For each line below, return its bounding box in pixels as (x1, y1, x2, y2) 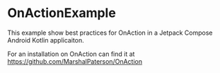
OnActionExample (7, 5, 117, 21)
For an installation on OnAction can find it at (7, 50, 135, 58)
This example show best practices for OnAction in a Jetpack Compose (7, 28, 214, 37)
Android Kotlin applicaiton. (7, 35, 84, 44)
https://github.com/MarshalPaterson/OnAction (7, 57, 143, 65)
